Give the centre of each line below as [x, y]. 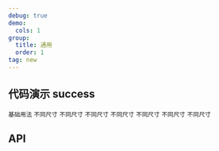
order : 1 [30, 52]
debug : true [28, 15]
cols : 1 [28, 30]
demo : [17, 23]
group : [19, 38]
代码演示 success [52, 94]
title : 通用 [34, 45]
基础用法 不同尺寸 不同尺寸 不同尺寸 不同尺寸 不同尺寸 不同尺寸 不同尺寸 [110, 114]
